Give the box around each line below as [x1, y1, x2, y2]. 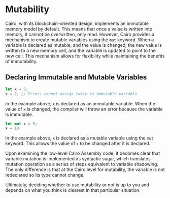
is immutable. [5, 111, 33, 118]
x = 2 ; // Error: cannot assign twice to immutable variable [5, 91, 138, 96]
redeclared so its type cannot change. [5, 172, 85, 178]
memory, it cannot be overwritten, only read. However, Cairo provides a [5, 31, 155, 37]
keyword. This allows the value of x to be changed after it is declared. [5, 140, 151, 147]
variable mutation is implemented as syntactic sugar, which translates [5, 156, 151, 162]
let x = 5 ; [5, 87, 28, 92]
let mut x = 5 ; [5, 121, 38, 126]
